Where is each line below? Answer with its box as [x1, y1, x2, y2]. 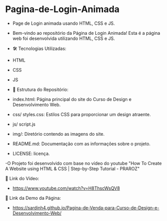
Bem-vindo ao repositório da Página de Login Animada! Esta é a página [12, 30, 160, 36]
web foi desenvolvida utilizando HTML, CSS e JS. [12, 35, 115, 41]
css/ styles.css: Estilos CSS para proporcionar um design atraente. [12, 111, 151, 117]
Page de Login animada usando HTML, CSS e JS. [12, 20, 115, 26]
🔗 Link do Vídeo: [5, 175, 39, 181]
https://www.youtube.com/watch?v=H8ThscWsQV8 [12, 185, 120, 191]
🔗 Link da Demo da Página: [5, 195, 61, 201]
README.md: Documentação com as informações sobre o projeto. [12, 140, 151, 147]
